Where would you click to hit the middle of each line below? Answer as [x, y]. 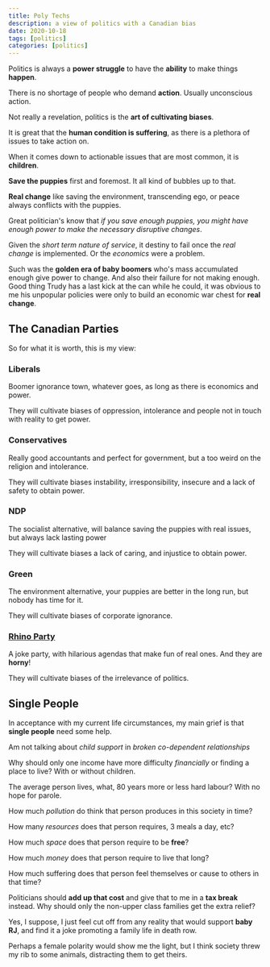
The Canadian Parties [64, 328]
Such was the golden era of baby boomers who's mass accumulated [123, 269]
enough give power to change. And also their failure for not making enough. [134, 278]
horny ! [20, 662]
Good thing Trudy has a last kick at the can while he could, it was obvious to [135, 286]
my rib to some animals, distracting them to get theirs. [98, 955]
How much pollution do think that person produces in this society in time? [131, 811]
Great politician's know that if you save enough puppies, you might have [129, 221]
